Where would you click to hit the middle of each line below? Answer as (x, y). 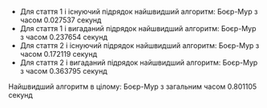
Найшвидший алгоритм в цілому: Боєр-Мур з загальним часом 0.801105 (133, 86)
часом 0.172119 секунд (59, 54)
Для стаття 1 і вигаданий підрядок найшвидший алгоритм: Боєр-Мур (138, 28)
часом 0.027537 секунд (61, 20)
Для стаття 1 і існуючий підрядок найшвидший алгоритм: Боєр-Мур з (139, 12)
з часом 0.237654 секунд (64, 37)
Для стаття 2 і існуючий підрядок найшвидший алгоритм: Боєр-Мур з (140, 46)
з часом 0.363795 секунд (63, 71)
